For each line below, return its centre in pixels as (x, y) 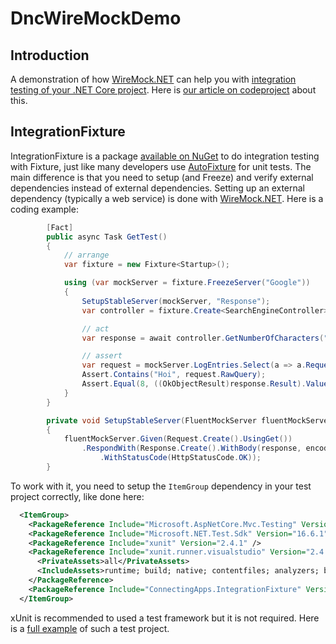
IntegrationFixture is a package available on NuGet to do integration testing (165, 156)
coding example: (44, 209)
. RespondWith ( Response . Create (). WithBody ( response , (191, 448)
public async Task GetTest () (107, 237)
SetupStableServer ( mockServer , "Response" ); (176, 301)
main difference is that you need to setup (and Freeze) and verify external (162, 177)
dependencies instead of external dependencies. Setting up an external (158, 188)
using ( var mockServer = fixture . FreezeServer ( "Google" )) (187, 283)
